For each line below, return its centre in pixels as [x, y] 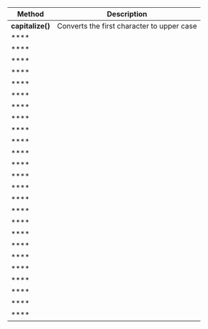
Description [127, 14]
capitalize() [31, 26]
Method [31, 14]
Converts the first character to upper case [127, 26]
